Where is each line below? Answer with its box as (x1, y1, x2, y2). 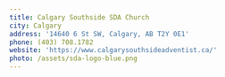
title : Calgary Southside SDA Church (9, 12, 150, 22)
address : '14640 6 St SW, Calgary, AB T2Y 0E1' (9, 29, 190, 38)
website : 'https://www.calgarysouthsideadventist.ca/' (9, 46, 218, 55)
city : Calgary (9, 21, 62, 30)
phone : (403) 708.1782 (9, 37, 94, 47)
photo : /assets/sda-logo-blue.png (9, 54, 138, 63)
